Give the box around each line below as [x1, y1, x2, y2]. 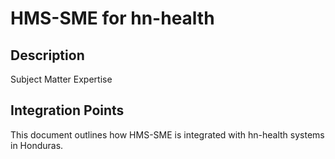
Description [10, 47, 85, 64]
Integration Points [10, 102, 125, 119]
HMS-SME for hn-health [10, 7, 215, 30]
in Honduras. [10, 139, 64, 151]
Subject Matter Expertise [10, 73, 113, 85]
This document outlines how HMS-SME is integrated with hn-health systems [10, 128, 325, 141]
